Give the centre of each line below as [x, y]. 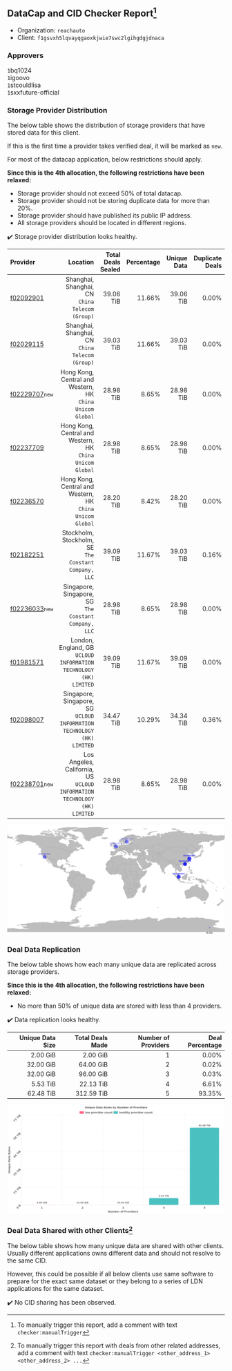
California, [80, 769]
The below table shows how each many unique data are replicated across [112, 965]
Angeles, [81, 762]
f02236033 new [32, 608]
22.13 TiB [94, 1084]
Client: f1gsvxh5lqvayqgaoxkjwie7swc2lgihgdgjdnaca [90, 37]
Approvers [25, 55]
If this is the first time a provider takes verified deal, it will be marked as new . [115, 146]
